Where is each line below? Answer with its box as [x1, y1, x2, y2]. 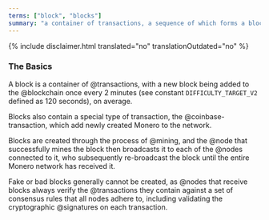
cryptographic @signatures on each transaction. [8, 202, 168, 212]
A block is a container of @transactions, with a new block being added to [8, 79, 250, 89]
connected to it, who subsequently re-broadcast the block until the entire [8, 153, 250, 162]
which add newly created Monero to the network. [49, 120, 212, 130]
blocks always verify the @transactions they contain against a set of [8, 185, 234, 194]
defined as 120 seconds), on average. [8, 96, 133, 106]
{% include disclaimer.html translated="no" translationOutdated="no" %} [8, 41, 250, 50]
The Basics [8, 61, 53, 72]
